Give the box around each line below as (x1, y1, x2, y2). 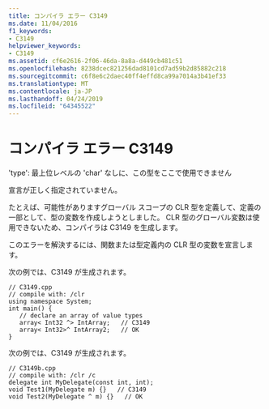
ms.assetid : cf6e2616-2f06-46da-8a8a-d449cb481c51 (8, 58, 183, 66)
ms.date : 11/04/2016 (8, 19, 79, 28)
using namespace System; (8, 297, 92, 306)
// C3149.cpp (8, 283, 53, 292)
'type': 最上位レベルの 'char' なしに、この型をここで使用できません (8, 168, 233, 178)
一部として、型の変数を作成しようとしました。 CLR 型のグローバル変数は (8, 212, 253, 223)
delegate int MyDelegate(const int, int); (8, 378, 154, 387)
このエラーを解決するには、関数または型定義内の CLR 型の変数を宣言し (8, 240, 247, 249)
